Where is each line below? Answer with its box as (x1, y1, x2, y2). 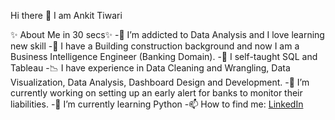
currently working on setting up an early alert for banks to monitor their (10, 87, 303, 99)
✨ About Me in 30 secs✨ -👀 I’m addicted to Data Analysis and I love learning (10, 29, 325, 40)
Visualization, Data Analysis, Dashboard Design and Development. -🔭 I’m (10, 76, 310, 88)
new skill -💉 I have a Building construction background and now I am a (10, 40, 300, 52)
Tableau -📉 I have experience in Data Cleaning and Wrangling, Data (10, 62, 291, 74)
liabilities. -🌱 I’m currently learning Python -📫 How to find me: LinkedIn (10, 98, 304, 110)
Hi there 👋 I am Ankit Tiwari (10, 10, 123, 21)
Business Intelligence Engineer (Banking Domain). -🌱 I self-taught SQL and (10, 51, 318, 62)
